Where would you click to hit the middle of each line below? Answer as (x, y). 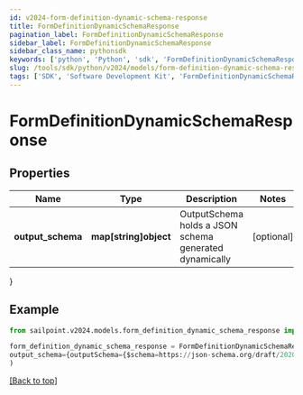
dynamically (206, 259)
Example (34, 310)
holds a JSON (209, 225)
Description (211, 198)
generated (202, 247)
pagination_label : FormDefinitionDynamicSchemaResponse (116, 34)
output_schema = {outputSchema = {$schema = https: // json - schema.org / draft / (145, 355)
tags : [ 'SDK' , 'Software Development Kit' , (92, 77)
